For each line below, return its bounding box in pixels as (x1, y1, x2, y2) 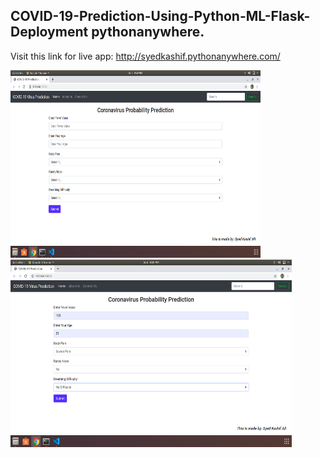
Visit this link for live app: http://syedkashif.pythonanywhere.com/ (10, 50, 281, 62)
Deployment (10, 24, 89, 41)
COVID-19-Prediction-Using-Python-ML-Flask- (10, 8, 311, 25)
